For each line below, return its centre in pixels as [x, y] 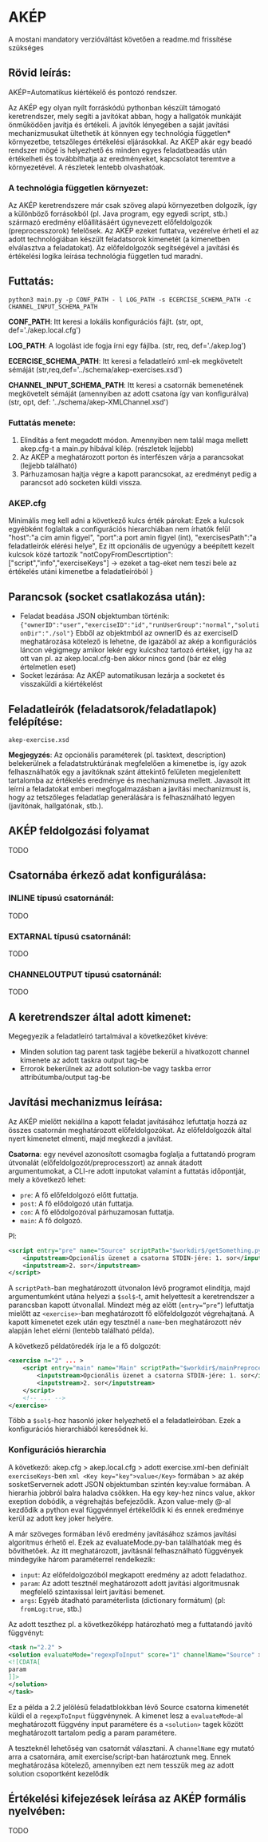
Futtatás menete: [42, 422]
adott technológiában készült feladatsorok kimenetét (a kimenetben [119, 239]
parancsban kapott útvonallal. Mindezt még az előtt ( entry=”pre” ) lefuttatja [131, 1305]
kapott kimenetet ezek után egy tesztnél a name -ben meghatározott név [125, 1322]
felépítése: [35, 722]
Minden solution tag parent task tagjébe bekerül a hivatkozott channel [134, 1051]
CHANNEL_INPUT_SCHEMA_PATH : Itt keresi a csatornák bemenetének [126, 385]
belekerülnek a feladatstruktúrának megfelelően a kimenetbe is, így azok [128, 764]
